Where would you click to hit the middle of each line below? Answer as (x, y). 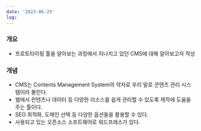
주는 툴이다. (29, 107)
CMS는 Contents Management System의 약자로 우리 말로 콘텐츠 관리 (97, 85)
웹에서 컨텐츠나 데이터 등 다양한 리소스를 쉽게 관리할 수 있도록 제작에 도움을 (103, 100)
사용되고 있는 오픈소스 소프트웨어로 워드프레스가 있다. (77, 122)
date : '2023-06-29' (31, 12)
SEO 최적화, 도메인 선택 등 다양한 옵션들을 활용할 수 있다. (82, 115)
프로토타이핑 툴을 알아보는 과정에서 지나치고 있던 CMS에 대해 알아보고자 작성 (105, 53)
